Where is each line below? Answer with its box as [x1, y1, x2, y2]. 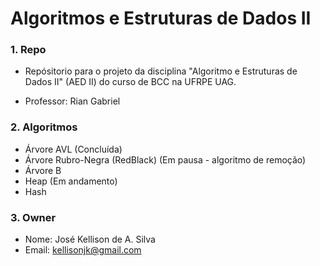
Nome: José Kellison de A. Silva [24, 233, 156, 246]
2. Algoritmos [10, 120, 78, 134]
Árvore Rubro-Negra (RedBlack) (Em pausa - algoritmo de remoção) [24, 153, 307, 166]
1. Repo [10, 43, 47, 57]
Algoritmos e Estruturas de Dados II [10, 7, 312, 30]
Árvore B [24, 164, 62, 176]
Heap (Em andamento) [24, 175, 118, 187]
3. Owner [10, 210, 57, 224]
